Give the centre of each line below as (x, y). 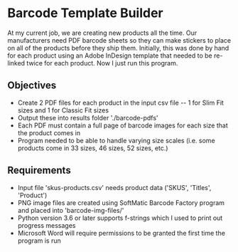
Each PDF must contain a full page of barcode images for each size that (123, 125)
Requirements (39, 170)
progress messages (47, 225)
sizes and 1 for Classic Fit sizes (63, 110)
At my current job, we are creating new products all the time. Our (102, 33)
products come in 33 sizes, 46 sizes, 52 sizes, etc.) (93, 148)
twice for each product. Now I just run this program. (102, 63)
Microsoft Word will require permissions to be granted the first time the (121, 233)
